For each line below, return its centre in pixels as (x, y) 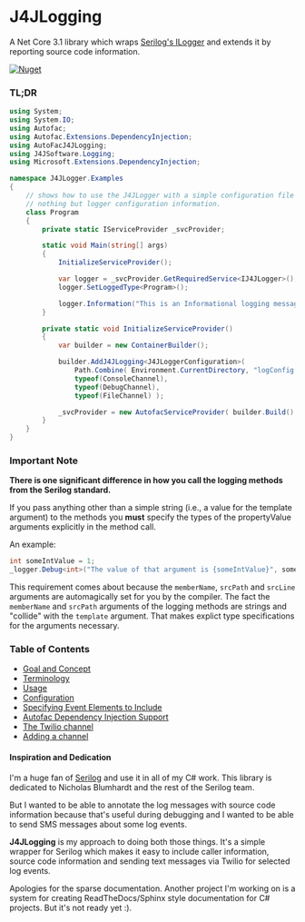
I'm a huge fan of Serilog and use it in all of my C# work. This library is (141, 778)
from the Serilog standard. (60, 490)
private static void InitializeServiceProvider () (138, 329)
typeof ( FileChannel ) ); (119, 396)
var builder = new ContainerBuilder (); (133, 346)
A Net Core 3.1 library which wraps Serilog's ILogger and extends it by (140, 42)
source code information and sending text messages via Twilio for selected (150, 861)
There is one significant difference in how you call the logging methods (146, 481)
